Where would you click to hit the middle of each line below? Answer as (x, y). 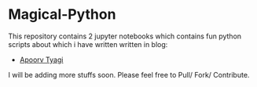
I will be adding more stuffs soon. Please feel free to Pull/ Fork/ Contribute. (129, 74)
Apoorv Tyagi (41, 60)
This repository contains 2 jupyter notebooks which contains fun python (125, 36)
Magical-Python (62, 14)
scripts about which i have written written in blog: (88, 44)
